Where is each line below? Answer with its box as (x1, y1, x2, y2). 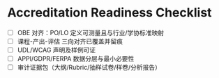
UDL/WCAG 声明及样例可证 (17, 46, 96, 55)
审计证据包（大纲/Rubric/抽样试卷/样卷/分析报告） (17, 64, 162, 72)
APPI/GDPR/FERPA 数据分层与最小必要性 (17, 55, 135, 63)
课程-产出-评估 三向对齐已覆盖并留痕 (17, 37, 123, 46)
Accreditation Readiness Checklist (7, 5, 212, 21)
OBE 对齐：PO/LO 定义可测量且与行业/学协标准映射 (17, 28, 165, 37)
